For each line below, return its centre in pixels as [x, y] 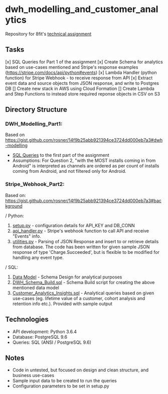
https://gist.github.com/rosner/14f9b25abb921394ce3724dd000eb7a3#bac [83, 201]
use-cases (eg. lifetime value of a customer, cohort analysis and [79, 298]
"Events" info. [27, 236]
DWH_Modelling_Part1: [34, 124]
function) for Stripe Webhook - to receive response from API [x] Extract [79, 78]
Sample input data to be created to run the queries [64, 381]
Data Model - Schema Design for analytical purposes [67, 277]
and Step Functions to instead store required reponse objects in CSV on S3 [83, 93]
